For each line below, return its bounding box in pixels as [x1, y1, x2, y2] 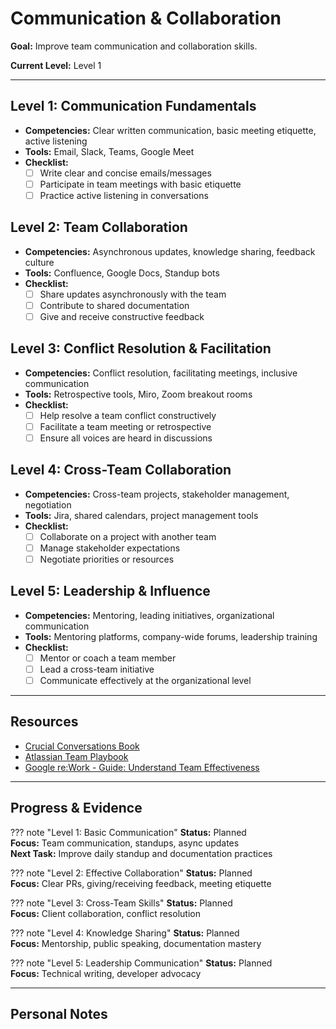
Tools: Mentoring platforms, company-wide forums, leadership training [24, 630, 318, 642]
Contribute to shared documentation [39, 299, 190, 311]
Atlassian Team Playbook [24, 750, 129, 762]
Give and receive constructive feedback [39, 310, 205, 322]
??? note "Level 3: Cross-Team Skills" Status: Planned [10, 897, 233, 909]
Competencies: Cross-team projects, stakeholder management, [24, 488, 290, 500]
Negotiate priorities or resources [39, 553, 175, 565]
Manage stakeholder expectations [39, 542, 181, 554]
